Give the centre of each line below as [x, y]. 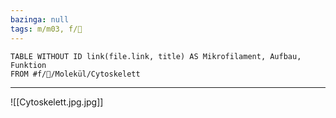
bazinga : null [40, 19]
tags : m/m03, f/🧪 [46, 29]
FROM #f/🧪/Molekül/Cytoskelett [75, 74]
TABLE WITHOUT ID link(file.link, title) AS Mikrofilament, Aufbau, [156, 56]
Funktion [28, 65]
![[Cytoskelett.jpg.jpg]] [57, 102]
